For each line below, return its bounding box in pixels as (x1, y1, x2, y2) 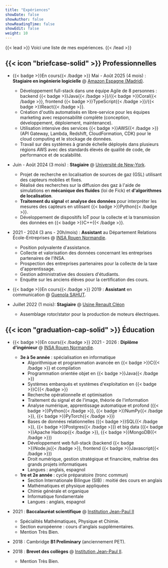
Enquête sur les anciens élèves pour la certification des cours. (20, 276, 149, 282)
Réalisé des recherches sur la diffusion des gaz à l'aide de (20, 182, 141, 188)
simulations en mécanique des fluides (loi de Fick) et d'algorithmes (20, 187, 162, 193)
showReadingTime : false (5, 21, 55, 27)
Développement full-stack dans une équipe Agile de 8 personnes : (20, 88, 157, 94)
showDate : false (5, 12, 39, 17)
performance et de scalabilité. (20, 152, 82, 158)
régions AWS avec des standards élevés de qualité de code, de (20, 147, 151, 153)
